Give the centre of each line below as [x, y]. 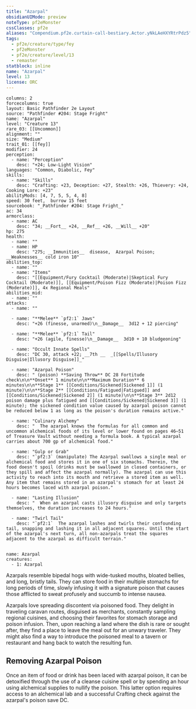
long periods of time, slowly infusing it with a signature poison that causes [95, 588]
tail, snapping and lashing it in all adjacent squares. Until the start [98, 529]
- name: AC [24, 221]
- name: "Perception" [38, 160]
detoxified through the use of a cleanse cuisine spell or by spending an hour [98, 681]
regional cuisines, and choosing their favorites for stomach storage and [92, 618]
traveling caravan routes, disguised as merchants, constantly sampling [91, 612]
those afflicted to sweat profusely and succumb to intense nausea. [86, 594]
